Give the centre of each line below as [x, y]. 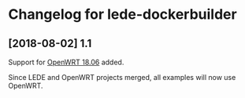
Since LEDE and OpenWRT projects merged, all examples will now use [122, 77]
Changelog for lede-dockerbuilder [123, 15]
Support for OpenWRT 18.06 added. [66, 62]
